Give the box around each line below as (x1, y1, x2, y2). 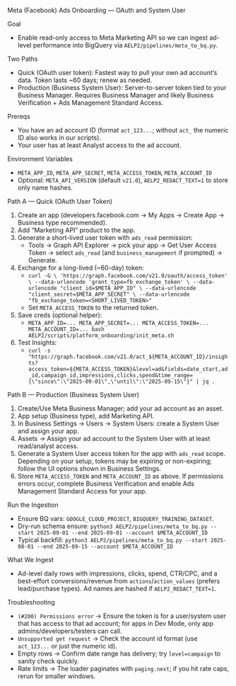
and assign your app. (17, 427, 79, 435)
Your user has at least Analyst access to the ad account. (17, 141, 182, 149)
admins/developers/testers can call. (17, 627, 122, 635)
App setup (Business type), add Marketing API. (17, 412, 154, 420)
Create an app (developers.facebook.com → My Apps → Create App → (17, 211, 225, 219)
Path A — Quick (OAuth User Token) (7, 198, 113, 205)
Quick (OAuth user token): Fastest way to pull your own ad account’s (17, 69, 218, 76)
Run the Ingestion (7, 501, 59, 509)
